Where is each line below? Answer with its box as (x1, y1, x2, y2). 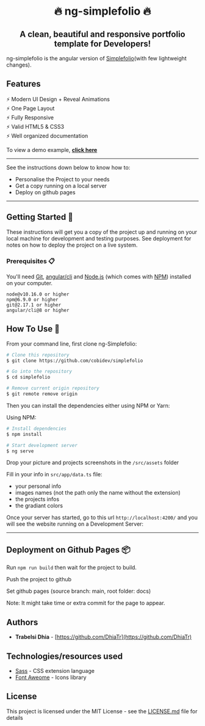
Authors (6, 617, 38, 627)
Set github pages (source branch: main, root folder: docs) (6, 587, 151, 595)
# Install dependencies (6, 426, 67, 432)
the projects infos (15, 496, 60, 503)
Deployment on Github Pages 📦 (6, 545, 131, 555)
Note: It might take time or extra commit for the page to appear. (6, 600, 166, 607)
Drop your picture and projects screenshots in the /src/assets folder (6, 459, 179, 466)
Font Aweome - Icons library (15, 673, 87, 681)
